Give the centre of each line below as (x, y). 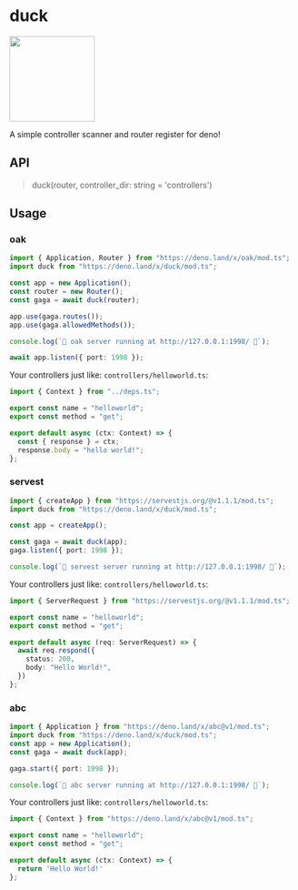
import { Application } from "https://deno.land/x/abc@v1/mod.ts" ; (140, 727)
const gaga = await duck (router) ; (75, 300)
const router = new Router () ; (67, 292)
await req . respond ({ (56, 651)
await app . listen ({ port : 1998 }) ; (77, 358)
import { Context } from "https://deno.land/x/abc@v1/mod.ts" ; (132, 819)
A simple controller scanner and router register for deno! (115, 134)
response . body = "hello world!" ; (81, 450)
